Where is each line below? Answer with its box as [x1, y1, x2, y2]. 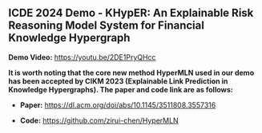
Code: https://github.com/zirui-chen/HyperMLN [19, 115, 179, 125]
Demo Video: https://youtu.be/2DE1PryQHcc [8, 52, 156, 62]
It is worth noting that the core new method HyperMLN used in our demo [8, 68, 255, 77]
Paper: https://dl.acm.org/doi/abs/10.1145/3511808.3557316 [19, 100, 216, 110]
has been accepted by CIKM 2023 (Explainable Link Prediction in [8, 76, 228, 86]
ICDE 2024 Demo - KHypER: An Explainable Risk [8, 6, 254, 20]
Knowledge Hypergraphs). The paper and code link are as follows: [8, 84, 234, 94]
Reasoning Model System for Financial [8, 19, 204, 33]
